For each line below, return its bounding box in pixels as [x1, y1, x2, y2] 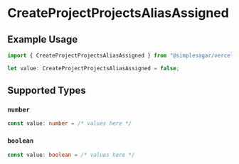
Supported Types [7, 84, 87, 97]
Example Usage [7, 33, 78, 45]
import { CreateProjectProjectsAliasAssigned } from [7, 52, 167, 59]
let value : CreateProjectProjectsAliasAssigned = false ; [7, 65, 180, 72]
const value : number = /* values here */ [7, 120, 132, 127]
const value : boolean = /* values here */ [7, 151, 135, 158]
